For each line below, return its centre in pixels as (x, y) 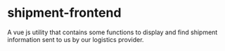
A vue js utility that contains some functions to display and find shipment (112, 32)
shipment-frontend (64, 13)
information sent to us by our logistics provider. (76, 39)
